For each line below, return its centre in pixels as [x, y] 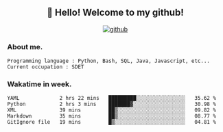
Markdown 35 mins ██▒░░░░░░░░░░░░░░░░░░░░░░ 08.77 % [111, 116]
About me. [25, 47]
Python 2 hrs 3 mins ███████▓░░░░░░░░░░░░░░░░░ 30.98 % [111, 104]
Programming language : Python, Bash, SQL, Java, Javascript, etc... [109, 61]
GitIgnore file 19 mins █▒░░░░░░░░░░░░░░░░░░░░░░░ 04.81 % [111, 122]
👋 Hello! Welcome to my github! [115, 13]
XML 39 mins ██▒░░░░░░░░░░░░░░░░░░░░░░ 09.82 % [111, 110]
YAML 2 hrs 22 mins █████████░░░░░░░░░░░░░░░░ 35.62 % [111, 98]
